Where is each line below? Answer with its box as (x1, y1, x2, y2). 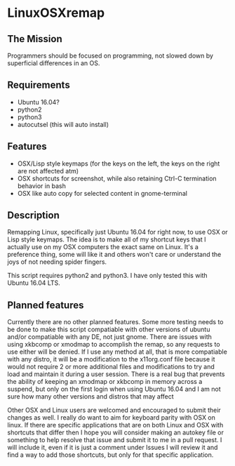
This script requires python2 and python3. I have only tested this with (7, 272, 208, 280)
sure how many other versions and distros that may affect (7, 392, 174, 401)
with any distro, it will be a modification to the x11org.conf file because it (7, 355, 215, 364)
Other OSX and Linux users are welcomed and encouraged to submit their (7, 406, 221, 415)
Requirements (7, 79, 70, 91)
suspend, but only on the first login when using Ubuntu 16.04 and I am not (7, 385, 221, 394)
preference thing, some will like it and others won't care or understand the (7, 251, 222, 259)
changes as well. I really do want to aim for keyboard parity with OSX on (7, 413, 216, 422)
